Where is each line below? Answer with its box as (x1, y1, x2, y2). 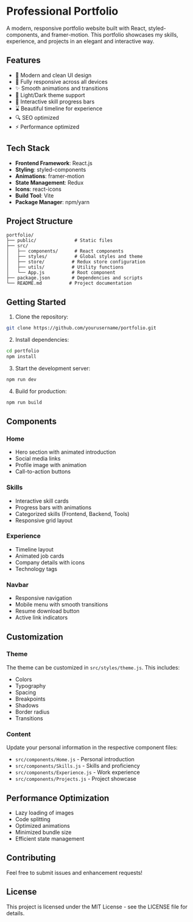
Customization (6, 632, 64, 642)
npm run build (6, 399, 43, 405)
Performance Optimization (6, 793, 110, 803)
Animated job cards (15, 552, 65, 559)
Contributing (6, 853, 56, 863)
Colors (15, 676, 32, 683)
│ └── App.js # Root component (6, 270, 116, 276)
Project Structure (6, 216, 73, 226)
